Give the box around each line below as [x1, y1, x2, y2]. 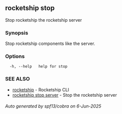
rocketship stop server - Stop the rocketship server [12, 92, 118, 98]
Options [5, 53, 25, 60]
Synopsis [5, 29, 28, 36]
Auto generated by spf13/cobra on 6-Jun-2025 [5, 103, 102, 109]
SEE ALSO [5, 76, 30, 82]
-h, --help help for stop [9, 64, 68, 69]
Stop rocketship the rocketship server [5, 17, 82, 23]
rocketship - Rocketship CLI [12, 86, 69, 93]
